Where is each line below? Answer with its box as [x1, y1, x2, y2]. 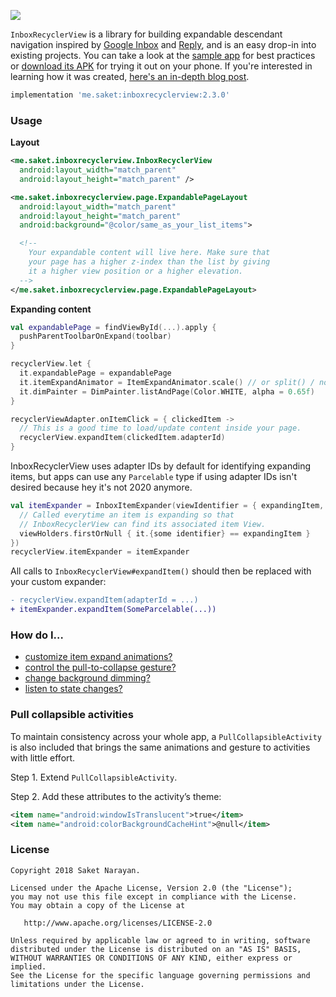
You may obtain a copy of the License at [10, 900, 186, 910]
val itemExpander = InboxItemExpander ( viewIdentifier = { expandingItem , [10, 501, 325, 511]
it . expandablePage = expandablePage [19, 368, 172, 379]
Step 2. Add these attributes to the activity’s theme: [10, 790, 222, 802]
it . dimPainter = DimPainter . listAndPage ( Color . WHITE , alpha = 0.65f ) [19, 386, 315, 397]
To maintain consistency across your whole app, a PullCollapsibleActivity [10, 730, 322, 742]
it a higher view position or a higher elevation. [28, 266, 244, 276]
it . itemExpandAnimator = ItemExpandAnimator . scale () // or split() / [19, 377, 315, 387]
